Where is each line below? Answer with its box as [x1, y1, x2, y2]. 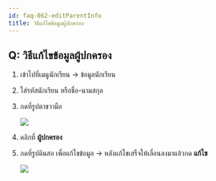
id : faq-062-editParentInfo [8, 11, 102, 20]
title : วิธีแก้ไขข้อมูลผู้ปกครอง [8, 19, 84, 27]
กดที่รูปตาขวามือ [19, 101, 62, 112]
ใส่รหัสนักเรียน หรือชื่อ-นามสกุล [19, 85, 104, 96]
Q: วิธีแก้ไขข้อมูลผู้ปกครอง [8, 49, 112, 62]
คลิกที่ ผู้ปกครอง [19, 132, 62, 142]
